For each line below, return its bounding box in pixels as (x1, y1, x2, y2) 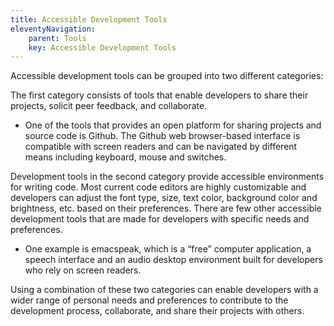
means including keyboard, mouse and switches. (24, 151, 227, 163)
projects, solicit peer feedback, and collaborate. (10, 100, 208, 112)
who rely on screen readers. (24, 264, 142, 276)
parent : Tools (28, 33, 87, 43)
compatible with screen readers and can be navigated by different (24, 141, 298, 153)
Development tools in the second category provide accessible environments (10, 171, 325, 183)
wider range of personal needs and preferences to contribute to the (10, 294, 289, 306)
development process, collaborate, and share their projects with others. (10, 305, 305, 317)
